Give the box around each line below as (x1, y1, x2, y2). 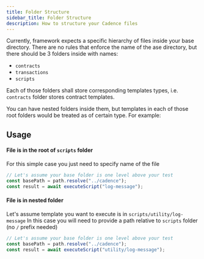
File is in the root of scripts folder (6, 146, 93, 154)
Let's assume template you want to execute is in (6, 210, 128, 217)
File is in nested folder (6, 197, 64, 204)
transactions (15, 70, 49, 76)
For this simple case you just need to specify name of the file (6, 160, 160, 167)
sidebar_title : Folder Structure (6, 15, 92, 21)
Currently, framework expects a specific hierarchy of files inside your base (6, 37, 194, 45)
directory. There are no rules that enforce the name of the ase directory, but (6, 43, 197, 51)
